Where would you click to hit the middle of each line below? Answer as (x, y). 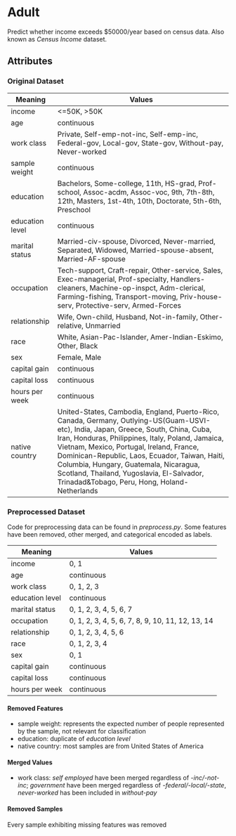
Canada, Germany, (88, 420)
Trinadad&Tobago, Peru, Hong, (108, 482)
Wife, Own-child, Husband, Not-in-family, (128, 317)
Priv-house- (201, 296)
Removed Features (35, 708)
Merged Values (30, 762)
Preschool (74, 209)
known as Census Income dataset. (57, 39)
